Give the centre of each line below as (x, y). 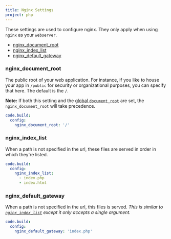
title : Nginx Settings (29, 10)
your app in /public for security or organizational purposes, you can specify (86, 85)
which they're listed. (27, 154)
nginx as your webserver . (31, 35)
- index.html (33, 183)
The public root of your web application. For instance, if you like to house (82, 80)
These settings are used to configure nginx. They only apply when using (81, 29)
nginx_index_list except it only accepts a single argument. (68, 212)
